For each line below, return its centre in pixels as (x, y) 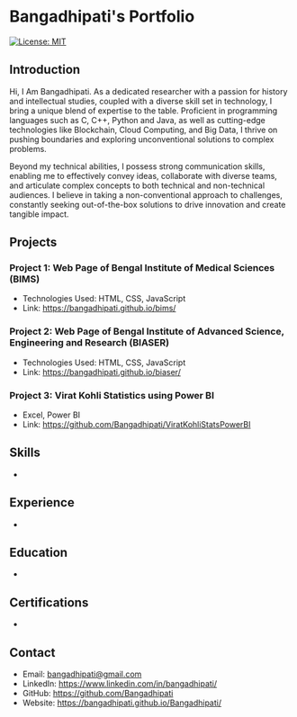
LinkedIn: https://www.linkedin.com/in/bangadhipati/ (120, 684)
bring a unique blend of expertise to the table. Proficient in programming (144, 111)
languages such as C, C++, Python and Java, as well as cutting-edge (137, 120)
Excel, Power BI (51, 415)
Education (39, 553)
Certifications (49, 602)
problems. (28, 148)
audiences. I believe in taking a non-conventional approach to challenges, (146, 194)
